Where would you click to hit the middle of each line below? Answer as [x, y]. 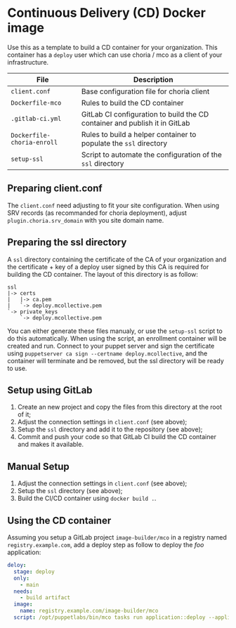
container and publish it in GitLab [136, 123]
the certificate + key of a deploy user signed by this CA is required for [108, 267]
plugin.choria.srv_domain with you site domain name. [86, 220]
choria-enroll [34, 142]
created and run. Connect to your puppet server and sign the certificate [111, 346]
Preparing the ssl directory [67, 243]
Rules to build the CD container [132, 103]
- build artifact [45, 598]
